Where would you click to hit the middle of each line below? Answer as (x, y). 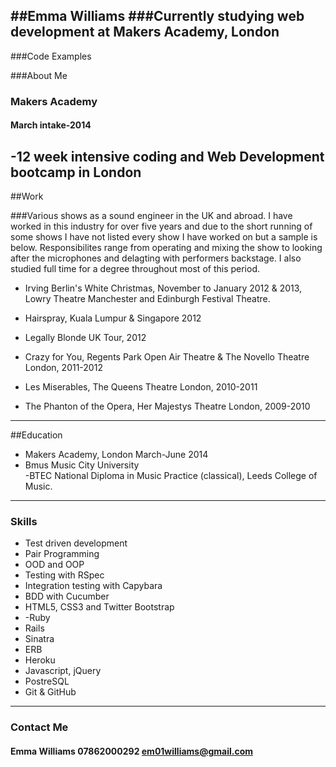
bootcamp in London (76, 172)
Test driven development (76, 543)
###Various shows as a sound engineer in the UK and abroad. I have (151, 216)
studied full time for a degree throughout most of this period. (135, 269)
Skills (24, 522)
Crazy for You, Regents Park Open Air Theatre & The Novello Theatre (167, 357)
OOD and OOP (54, 565)
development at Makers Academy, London (145, 32)
